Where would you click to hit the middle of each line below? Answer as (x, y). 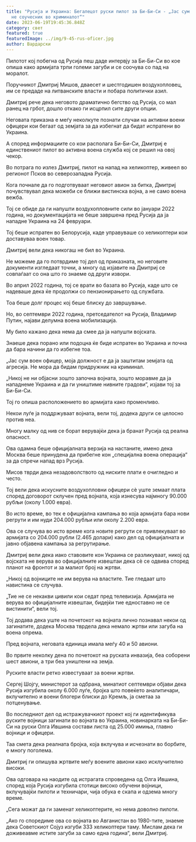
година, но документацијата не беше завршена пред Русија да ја (87, 215)
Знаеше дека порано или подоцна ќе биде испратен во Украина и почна (97, 343)
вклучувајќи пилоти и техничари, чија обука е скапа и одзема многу (92, 792)
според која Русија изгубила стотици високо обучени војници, (84, 785)
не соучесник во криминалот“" (48, 17)
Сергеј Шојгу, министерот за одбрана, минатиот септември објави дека (96, 684)
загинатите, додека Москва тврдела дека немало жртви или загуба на (94, 626)
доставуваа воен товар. (36, 238)
